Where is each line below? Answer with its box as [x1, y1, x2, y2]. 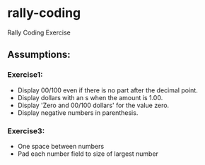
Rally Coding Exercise [7, 28, 71, 37]
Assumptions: [7, 49, 71, 61]
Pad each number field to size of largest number [17, 149, 159, 158]
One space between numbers [17, 142, 105, 150]
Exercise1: [7, 70, 44, 80]
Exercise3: [7, 126, 45, 135]
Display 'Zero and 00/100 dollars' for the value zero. [17, 101, 170, 109]
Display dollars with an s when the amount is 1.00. [17, 93, 163, 102]
